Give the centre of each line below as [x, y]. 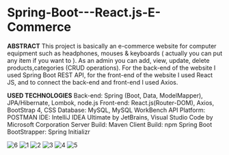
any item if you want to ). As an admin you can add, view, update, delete [108, 60]
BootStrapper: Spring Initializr [49, 132]
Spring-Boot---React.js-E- [84, 13]
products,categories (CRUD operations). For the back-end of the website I [111, 68]
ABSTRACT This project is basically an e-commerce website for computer [112, 46]
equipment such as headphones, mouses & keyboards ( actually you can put [115, 53]
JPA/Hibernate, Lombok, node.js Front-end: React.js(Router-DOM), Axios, [110, 102]
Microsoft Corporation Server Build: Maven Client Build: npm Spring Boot [110, 124]
